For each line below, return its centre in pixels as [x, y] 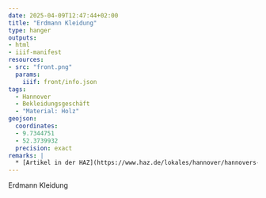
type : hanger [30, 30]
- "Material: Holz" [47, 112]
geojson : [23, 119]
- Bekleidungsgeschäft [53, 104]
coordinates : [37, 126]
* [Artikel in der [46, 163]
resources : [26, 60]
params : [28, 74]
